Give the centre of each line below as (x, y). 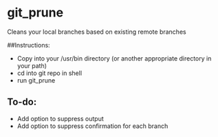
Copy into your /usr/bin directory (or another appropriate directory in (114, 58)
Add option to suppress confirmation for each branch (92, 126)
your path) (32, 65)
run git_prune (36, 80)
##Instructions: (29, 45)
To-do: (22, 102)
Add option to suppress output (61, 118)
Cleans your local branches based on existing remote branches (97, 32)
